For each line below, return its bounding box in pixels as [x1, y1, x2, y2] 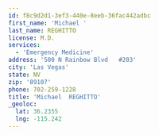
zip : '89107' [8, 78, 52, 86]
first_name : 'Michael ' [8, 19, 87, 27]
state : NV [8, 71, 41, 79]
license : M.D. [8, 33, 56, 42]
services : [8, 41, 41, 49]
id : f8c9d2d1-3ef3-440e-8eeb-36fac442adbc [8, 11, 151, 20]
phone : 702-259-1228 [8, 85, 77, 94]
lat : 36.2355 [15, 108, 59, 116]
